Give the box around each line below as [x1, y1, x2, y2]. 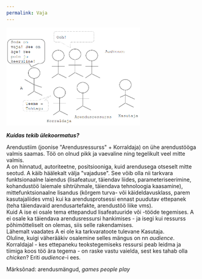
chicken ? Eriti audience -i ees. [6, 253, 81, 261]
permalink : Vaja [6, 10, 48, 16]
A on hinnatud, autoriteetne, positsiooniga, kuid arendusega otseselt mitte [6, 162, 192, 170]
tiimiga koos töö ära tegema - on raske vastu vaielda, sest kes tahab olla [6, 247, 188, 255]
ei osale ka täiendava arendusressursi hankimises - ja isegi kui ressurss [6, 214, 186, 222]
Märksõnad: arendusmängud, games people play [6, 266, 130, 273]
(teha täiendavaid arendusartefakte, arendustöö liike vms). [6, 201, 153, 209]
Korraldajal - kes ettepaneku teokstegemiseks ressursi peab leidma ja [6, 241, 181, 248]
